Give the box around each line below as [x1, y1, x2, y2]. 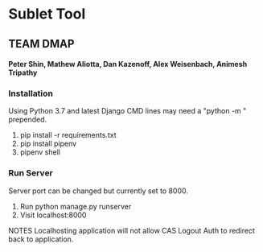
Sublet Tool [8, 5, 86, 23]
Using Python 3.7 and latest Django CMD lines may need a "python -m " [8, 106, 247, 116]
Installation [8, 88, 54, 99]
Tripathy [8, 68, 38, 77]
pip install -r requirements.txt [19, 130, 117, 140]
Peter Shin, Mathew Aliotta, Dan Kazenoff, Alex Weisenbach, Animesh [8, 60, 248, 69]
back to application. [8, 234, 74, 244]
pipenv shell [19, 147, 60, 157]
